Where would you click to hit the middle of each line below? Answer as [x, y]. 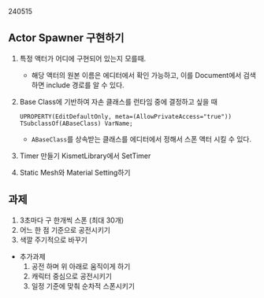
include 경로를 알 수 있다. [85, 85]
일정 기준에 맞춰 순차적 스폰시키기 [83, 285]
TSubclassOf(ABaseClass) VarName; [76, 123]
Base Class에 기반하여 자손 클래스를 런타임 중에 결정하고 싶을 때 [119, 101]
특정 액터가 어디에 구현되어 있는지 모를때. [83, 58]
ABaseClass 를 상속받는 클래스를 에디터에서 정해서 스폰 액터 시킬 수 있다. [141, 139]
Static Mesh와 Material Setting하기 [75, 172]
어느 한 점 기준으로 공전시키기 [65, 230]
